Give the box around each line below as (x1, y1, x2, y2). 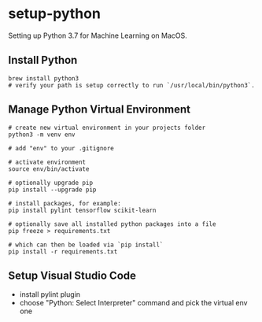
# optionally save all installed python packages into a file (8, 220, 216, 228)
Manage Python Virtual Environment (8, 103, 191, 117)
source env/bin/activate (8, 165, 90, 173)
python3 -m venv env (8, 131, 76, 139)
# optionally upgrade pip (8, 179, 93, 187)
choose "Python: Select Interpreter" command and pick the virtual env (19, 298, 248, 308)
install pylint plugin (19, 290, 81, 299)
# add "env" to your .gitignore (8, 144, 114, 152)
